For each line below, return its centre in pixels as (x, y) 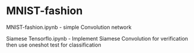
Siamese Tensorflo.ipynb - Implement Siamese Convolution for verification (97, 38)
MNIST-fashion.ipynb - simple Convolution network (69, 27)
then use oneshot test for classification (54, 45)
